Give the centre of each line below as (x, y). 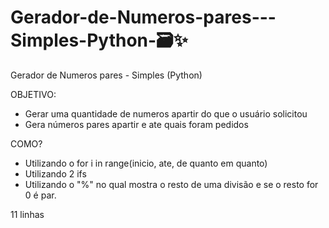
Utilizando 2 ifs (55, 173)
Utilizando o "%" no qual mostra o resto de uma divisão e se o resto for (171, 184)
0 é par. (40, 195)
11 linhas (27, 214)
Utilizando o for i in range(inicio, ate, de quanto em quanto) (146, 163)
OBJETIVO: (33, 94)
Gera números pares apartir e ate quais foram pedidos (136, 124)
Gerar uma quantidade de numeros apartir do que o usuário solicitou (166, 113)
